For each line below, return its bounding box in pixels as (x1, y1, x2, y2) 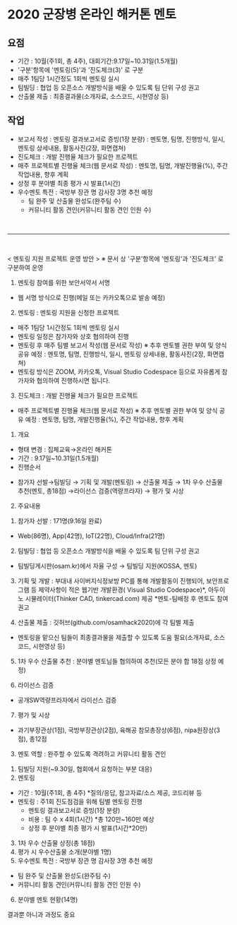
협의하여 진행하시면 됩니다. (36, 376, 111, 385)
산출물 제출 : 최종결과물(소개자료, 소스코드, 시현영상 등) (17, 92, 169, 100)
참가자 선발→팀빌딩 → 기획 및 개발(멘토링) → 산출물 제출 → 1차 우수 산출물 (17, 477, 224, 486)
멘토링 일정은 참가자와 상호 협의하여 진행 (17, 332, 129, 340)
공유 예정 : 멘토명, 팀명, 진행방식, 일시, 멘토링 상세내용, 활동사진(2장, (17, 350, 206, 358)
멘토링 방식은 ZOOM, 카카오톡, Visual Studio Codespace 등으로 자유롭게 (17, 367, 221, 376)
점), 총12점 (17, 734, 47, 743)
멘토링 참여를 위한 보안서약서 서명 (17, 278, 111, 287)
